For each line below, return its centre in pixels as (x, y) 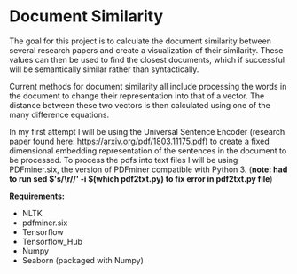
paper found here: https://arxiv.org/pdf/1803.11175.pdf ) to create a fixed (140, 141)
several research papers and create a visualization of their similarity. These (146, 50)
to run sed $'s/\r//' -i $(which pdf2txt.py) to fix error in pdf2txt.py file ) (141, 178)
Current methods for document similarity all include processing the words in (148, 86)
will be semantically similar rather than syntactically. (104, 69)
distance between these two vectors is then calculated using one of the (140, 105)
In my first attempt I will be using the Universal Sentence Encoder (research (147, 131)
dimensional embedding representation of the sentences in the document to (148, 150)
